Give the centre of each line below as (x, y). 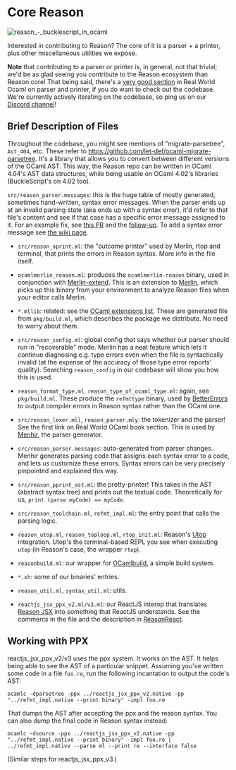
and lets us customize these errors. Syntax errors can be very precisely (121, 463)
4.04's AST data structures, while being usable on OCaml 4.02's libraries (113, 173)
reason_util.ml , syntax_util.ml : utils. (72, 590)
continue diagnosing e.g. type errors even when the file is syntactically (120, 355)
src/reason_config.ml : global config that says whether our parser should (123, 339)
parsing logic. (37, 521)
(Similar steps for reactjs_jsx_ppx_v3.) (62, 759)
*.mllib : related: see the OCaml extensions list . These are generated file (123, 311)
